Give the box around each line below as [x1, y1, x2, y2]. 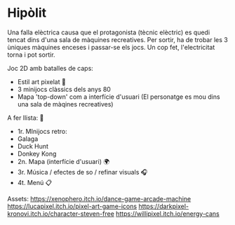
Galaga [17, 135, 39, 143]
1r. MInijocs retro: [17, 127, 68, 135]
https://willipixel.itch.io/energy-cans [115, 209, 220, 218]
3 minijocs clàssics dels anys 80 [17, 85, 111, 93]
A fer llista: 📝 [7, 114, 44, 122]
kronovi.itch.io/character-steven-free [7, 209, 114, 218]
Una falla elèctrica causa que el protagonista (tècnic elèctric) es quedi [7, 28, 210, 36]
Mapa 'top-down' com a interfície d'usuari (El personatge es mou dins [17, 93, 220, 101]
